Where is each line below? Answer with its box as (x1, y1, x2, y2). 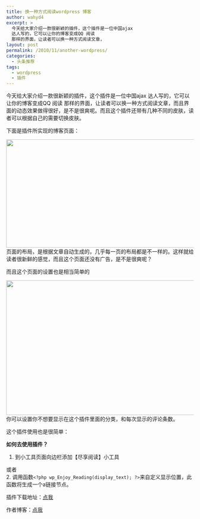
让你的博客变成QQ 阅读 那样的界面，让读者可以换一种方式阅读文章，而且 (6, 99, 185, 107)
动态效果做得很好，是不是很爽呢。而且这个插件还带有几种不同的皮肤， (16, 107, 189, 114)
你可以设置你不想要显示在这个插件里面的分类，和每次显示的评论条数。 (6, 415, 179, 423)
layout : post (6, 42, 39, 48)
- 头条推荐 (11, 58, 35, 64)
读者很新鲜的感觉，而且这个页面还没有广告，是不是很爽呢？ (6, 255, 152, 262)
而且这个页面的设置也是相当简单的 (6, 268, 90, 276)
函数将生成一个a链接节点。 (6, 481, 72, 488)
